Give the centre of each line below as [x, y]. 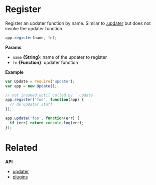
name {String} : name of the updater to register [60, 57]
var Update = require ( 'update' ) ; [40, 81]
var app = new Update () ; [31, 86]
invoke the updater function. [34, 28]
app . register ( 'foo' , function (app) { [45, 100]
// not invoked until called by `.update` [50, 95]
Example [15, 72]
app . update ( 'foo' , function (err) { [42, 118]
